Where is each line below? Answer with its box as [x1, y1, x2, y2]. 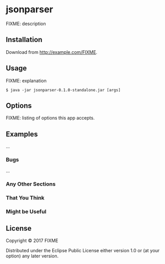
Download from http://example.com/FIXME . [6, 49, 98, 55]
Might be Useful [6, 208, 47, 215]
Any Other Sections [6, 180, 56, 188]
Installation [6, 35, 43, 44]
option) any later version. [6, 253, 58, 259]
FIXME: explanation [6, 77, 47, 84]
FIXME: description [6, 21, 46, 27]
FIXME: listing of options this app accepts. [6, 115, 95, 121]
